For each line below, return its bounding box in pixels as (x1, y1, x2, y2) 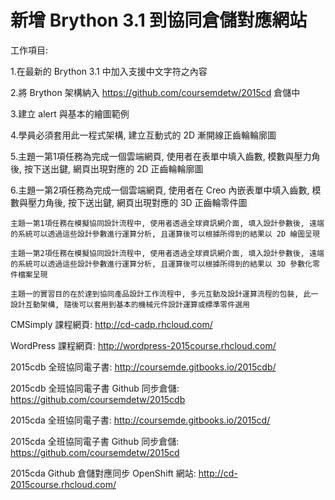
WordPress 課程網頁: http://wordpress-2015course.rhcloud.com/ (10, 339, 277, 351)
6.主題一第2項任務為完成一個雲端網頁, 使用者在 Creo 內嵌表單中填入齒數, (10, 184, 310, 196)
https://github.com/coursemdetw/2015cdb (10, 393, 186, 405)
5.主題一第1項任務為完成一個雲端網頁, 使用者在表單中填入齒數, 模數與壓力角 (10, 150, 321, 162)
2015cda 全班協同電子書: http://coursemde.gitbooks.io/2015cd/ (10, 414, 271, 426)
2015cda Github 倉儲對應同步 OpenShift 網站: (10, 467, 197, 479)
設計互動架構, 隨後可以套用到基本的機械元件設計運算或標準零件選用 (10, 299, 250, 310)
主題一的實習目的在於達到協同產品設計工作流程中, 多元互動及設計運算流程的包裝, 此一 (10, 289, 319, 299)
